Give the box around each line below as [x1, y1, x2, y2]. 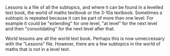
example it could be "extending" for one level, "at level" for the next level [5, 20, 157, 26]
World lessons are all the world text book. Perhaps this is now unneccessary [5, 35, 165, 41]
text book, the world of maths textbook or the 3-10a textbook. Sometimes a [5, 10, 162, 16]
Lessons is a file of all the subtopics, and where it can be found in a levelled [5, 5, 163, 10]
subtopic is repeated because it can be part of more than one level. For [5, 15, 154, 21]
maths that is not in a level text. [5, 46, 71, 52]
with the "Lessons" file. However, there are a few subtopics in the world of [5, 41, 161, 47]
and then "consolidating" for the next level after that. [5, 26, 115, 32]
